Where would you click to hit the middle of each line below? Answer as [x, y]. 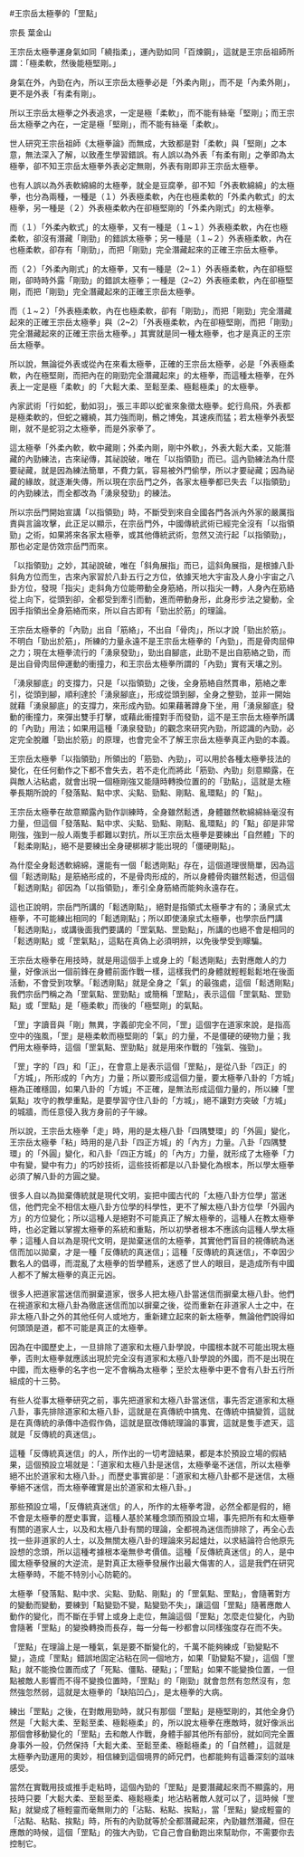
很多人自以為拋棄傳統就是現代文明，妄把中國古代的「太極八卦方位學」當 [144, 1195]
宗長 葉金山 [30, 33]
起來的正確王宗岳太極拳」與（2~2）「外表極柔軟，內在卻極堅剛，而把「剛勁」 [152, 322]
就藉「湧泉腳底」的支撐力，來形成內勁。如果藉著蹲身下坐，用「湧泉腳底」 [148, 705]
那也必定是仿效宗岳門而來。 [61, 546]
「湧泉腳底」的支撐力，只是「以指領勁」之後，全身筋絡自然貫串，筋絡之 [144, 683]
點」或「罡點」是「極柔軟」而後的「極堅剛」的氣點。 [109, 1005]
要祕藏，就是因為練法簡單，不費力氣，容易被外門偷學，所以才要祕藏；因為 [148, 470]
